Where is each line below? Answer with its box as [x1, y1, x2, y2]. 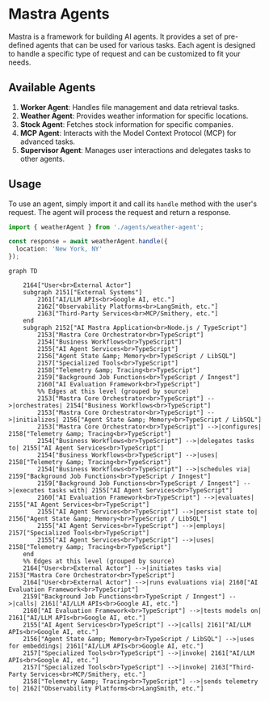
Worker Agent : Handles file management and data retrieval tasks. [19, 102, 240, 112]
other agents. [19, 154, 65, 163]
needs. [8, 57, 32, 67]
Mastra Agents [8, 5, 110, 23]
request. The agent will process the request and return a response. [8, 207, 232, 217]
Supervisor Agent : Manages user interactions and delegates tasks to [19, 145, 251, 154]
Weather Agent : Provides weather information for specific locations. [19, 111, 249, 120]
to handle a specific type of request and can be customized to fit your [8, 49, 241, 58]
